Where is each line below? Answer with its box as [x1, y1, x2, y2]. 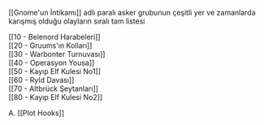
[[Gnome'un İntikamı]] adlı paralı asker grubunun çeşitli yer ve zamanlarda [8, 8, 256, 17]
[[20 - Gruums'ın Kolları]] [8, 41, 93, 50]
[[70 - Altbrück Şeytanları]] [8, 84, 99, 93]
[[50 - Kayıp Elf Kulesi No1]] [8, 67, 102, 76]
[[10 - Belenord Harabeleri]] [8, 32, 101, 41]
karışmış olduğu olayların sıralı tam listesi [8, 16, 145, 26]
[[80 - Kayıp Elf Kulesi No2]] [8, 93, 103, 101]
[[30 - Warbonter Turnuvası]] [8, 50, 106, 58]
